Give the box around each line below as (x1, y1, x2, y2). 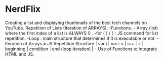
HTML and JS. (5, 51, 35, 57)
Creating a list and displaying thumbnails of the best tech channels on (5, 20, 147, 26)
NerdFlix (5, 3, 41, 15)
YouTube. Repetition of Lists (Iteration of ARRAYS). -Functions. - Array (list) (5, 25, 158, 30)
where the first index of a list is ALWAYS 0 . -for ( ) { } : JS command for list (5, 30, 158, 36)
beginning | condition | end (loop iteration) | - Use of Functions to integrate (5, 46, 157, 52)
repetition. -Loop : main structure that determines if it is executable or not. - (5, 35, 159, 41)
